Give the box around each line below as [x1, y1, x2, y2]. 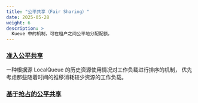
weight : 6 [6, 20, 31, 26]
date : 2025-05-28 [6, 14, 50, 20]
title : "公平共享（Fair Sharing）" [6, 8, 90, 15]
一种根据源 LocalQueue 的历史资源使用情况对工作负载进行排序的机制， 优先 [6, 66, 193, 73]
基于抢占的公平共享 [6, 90, 62, 98]
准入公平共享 [6, 52, 44, 60]
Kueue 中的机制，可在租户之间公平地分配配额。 [11, 31, 112, 37]
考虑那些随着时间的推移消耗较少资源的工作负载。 [6, 74, 127, 81]
